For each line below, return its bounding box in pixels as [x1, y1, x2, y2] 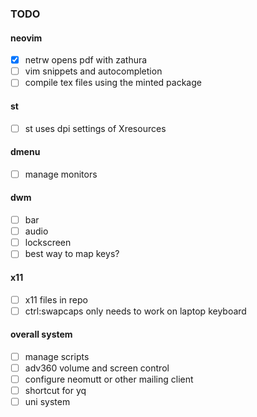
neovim [10, 32, 43, 44]
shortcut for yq [24, 385, 87, 397]
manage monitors [24, 168, 98, 180]
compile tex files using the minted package [24, 77, 202, 89]
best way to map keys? [24, 248, 120, 260]
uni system [24, 396, 71, 408]
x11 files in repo [24, 293, 88, 306]
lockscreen [24, 237, 72, 249]
